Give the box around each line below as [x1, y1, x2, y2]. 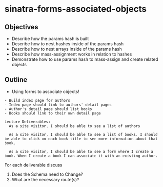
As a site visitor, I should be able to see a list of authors [9, 123, 140, 129]
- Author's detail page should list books [4, 106, 92, 112]
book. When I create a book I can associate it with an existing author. [4, 153, 158, 158]
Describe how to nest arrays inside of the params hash [11, 46, 122, 52]
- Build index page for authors [4, 98, 70, 103]
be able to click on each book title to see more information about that [4, 136, 158, 141]
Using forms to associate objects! [11, 89, 80, 94]
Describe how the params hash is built [11, 36, 89, 41]
